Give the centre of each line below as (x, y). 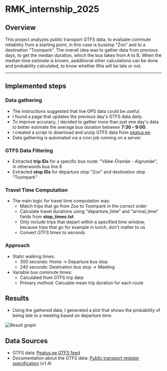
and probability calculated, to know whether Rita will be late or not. (73, 66)
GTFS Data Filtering (29, 150)
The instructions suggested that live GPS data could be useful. (76, 111)
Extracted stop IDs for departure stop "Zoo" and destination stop (79, 172)
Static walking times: (34, 256)
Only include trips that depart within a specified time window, (83, 222)
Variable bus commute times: (42, 272)
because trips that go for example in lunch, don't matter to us (83, 227)
